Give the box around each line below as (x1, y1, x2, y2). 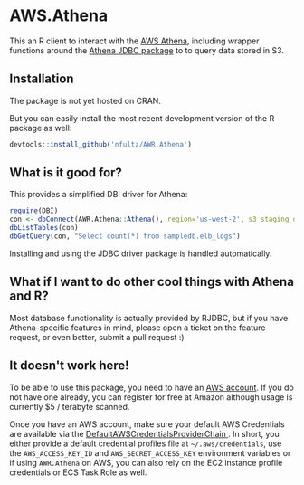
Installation (9, 71, 74, 87)
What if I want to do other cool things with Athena (9, 274, 294, 290)
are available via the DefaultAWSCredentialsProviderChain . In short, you (9, 428, 280, 439)
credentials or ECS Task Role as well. (9, 467, 147, 478)
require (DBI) (9, 206, 59, 215)
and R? (9, 289, 50, 304)
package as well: (9, 122, 72, 133)
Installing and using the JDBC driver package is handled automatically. (9, 248, 272, 259)
